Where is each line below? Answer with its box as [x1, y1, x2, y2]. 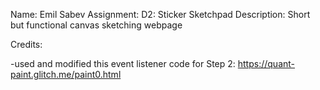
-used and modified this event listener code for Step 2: [10, 58, 236, 69]
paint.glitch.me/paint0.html [10, 69, 122, 80]
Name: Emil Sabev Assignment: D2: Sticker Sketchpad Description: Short [10, 9, 311, 20]
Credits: [10, 39, 43, 50]
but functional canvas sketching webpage [10, 19, 183, 31]
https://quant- [237, 58, 296, 69]
